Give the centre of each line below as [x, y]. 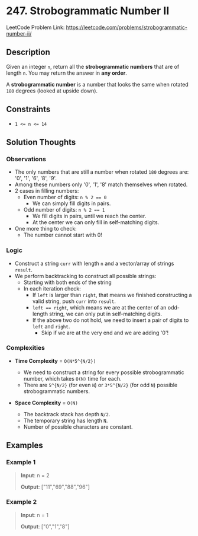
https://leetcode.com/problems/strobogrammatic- [127, 27]
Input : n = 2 [35, 475]
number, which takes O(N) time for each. [72, 378]
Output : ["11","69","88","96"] [55, 487]
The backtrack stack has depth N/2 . [67, 414]
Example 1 [21, 462]
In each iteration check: [52, 288]
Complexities [26, 348]
